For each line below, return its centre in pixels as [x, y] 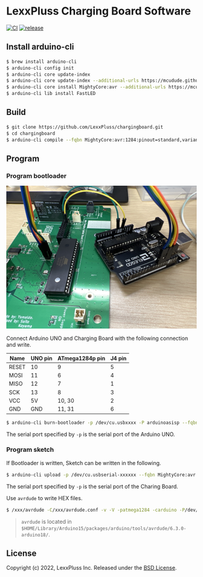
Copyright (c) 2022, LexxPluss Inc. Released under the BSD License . [92, 568]
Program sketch [30, 450]
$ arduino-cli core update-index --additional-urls [72, 81]
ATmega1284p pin [81, 358]
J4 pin [118, 358]
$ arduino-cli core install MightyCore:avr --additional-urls [86, 87]
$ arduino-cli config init [40, 68]
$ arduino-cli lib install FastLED [51, 94]
